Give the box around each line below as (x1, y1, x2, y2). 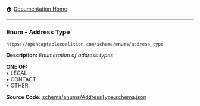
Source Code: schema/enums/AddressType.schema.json (6, 94, 147, 101)
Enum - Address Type (6, 28, 70, 36)
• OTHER (6, 82, 29, 89)
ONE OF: (6, 63, 28, 70)
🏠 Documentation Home (6, 5, 67, 12)
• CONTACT (6, 76, 36, 83)
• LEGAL (6, 69, 27, 76)
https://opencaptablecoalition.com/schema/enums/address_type (6, 41, 164, 47)
